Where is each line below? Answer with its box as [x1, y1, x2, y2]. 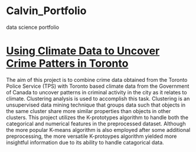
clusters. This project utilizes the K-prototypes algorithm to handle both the [6, 114, 189, 121]
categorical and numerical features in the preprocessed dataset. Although [6, 120, 186, 127]
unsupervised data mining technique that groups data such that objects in [6, 101, 186, 108]
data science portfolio [6, 24, 60, 31]
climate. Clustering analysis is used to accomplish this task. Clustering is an [6, 95, 190, 102]
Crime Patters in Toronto [6, 57, 129, 70]
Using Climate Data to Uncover [6, 44, 160, 58]
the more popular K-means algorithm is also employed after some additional [6, 126, 191, 133]
